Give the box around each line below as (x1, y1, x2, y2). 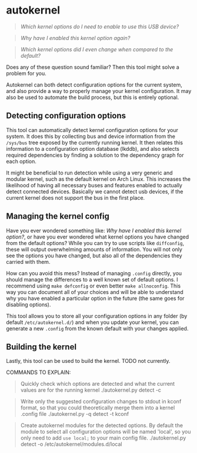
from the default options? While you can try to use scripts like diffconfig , (6, 239, 185, 246)
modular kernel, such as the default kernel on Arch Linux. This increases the (6, 175, 191, 183)
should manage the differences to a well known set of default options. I (6, 276, 178, 283)
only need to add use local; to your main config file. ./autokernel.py (20, 434, 186, 442)
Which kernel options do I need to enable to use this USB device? (20, 23, 179, 30)
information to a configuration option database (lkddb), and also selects (6, 145, 179, 152)
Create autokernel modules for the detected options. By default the (20, 422, 183, 429)
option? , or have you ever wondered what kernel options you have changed (6, 233, 189, 240)
